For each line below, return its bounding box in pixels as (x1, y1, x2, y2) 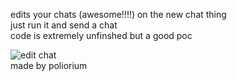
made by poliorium (10, 60, 88, 71)
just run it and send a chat (10, 19, 118, 31)
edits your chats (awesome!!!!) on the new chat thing (10, 9, 227, 20)
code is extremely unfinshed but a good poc (10, 30, 193, 41)
